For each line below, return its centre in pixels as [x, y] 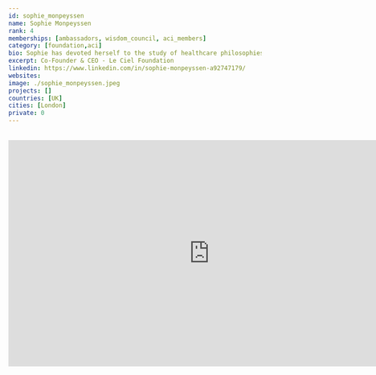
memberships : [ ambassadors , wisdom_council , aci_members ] [107, 38]
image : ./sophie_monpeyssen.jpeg [64, 83]
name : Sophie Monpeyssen [50, 23]
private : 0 [27, 113]
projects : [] [30, 91]
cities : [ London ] [37, 105]
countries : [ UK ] [35, 98]
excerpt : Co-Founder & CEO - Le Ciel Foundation [91, 61]
